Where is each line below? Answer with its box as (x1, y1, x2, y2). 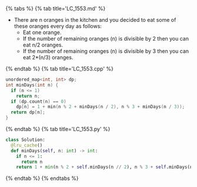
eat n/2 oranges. (22, 41, 64, 48)
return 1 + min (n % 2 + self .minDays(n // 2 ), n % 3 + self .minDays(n (16, 164, 193, 170)
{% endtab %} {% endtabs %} (5, 175, 79, 182)
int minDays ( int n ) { (5, 82, 59, 88)
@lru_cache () (11, 142, 43, 148)
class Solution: (5, 137, 45, 143)
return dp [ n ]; (11, 109, 45, 115)
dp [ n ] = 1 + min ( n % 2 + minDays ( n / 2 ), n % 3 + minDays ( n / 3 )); (16, 104, 185, 110)
